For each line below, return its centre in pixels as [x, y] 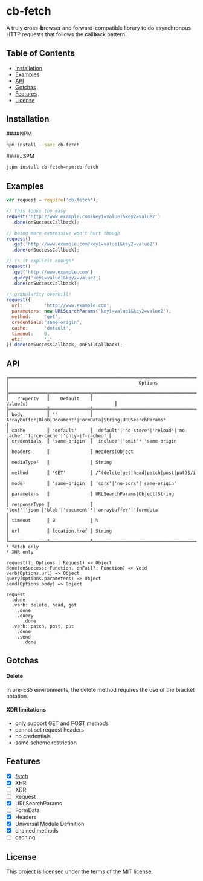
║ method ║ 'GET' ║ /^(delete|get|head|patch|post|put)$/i [101, 473]
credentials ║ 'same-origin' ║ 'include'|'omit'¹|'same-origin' [96, 441]
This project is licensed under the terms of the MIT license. [79, 871]
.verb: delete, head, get [44, 605]
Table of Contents [41, 54]
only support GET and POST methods [62, 723]
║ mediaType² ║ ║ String [59, 463]
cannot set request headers [50, 729]
